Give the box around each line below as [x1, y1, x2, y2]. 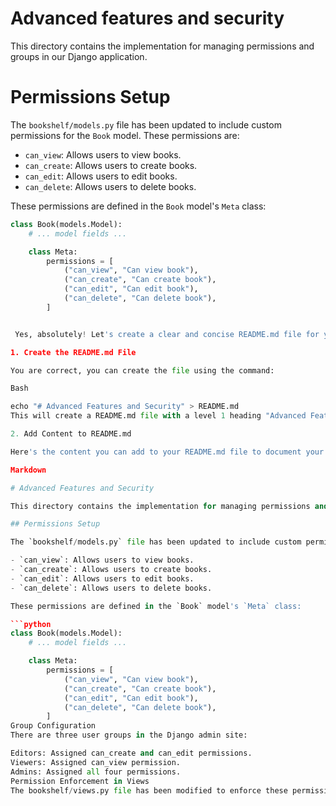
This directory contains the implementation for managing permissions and [10, 40, 315, 52]
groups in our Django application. [10, 50, 148, 62]
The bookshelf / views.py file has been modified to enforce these [10, 785, 288, 796]
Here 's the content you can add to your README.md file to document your [10, 447, 325, 457]
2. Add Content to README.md [10, 429, 132, 439]
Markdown [10, 465, 47, 475]
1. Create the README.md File [10, 347, 137, 357]
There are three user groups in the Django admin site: [10, 730, 248, 741]
